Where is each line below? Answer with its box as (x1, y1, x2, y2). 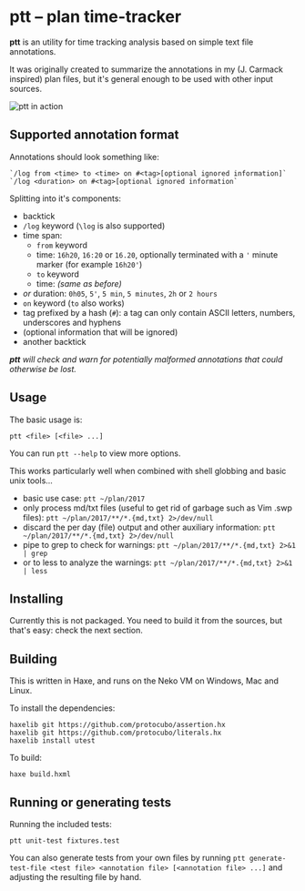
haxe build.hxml (9, 770, 71, 779)
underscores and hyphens (22, 317, 121, 328)
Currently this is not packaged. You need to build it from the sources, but (9, 615, 282, 626)
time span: (22, 229, 63, 240)
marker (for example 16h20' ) (36, 258, 143, 269)
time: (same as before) (36, 278, 123, 289)
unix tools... (9, 475, 53, 486)
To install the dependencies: (9, 703, 116, 714)
